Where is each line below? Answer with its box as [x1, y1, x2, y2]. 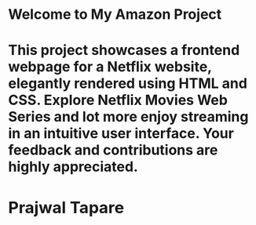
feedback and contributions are [8, 141, 218, 159]
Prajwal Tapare [8, 198, 124, 218]
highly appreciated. [8, 158, 139, 176]
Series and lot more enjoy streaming [8, 108, 249, 126]
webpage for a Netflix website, [8, 58, 212, 76]
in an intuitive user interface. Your [8, 125, 234, 143]
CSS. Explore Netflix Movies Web [8, 92, 228, 109]
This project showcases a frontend [8, 42, 240, 60]
